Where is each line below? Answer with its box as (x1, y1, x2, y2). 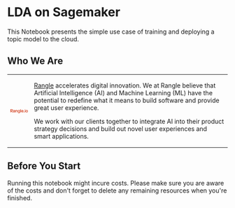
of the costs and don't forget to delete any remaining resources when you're (7, 186, 227, 195)
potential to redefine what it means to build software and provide (34, 96, 220, 104)
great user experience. (34, 103, 99, 112)
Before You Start (7, 160, 81, 172)
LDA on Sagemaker (7, 4, 121, 20)
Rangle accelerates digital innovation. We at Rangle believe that (34, 81, 216, 90)
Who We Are (7, 55, 64, 67)
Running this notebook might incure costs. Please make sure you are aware (7, 179, 225, 187)
